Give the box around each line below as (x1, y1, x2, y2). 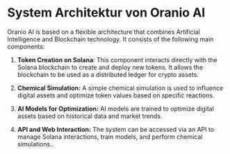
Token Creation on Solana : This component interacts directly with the (17, 55, 217, 64)
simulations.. (17, 139, 54, 148)
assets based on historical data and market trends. (17, 112, 163, 120)
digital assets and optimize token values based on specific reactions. (17, 91, 215, 99)
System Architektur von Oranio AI (7, 5, 206, 21)
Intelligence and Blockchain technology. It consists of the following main (7, 35, 214, 43)
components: (7, 42, 45, 50)
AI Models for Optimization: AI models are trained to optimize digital (17, 104, 214, 113)
